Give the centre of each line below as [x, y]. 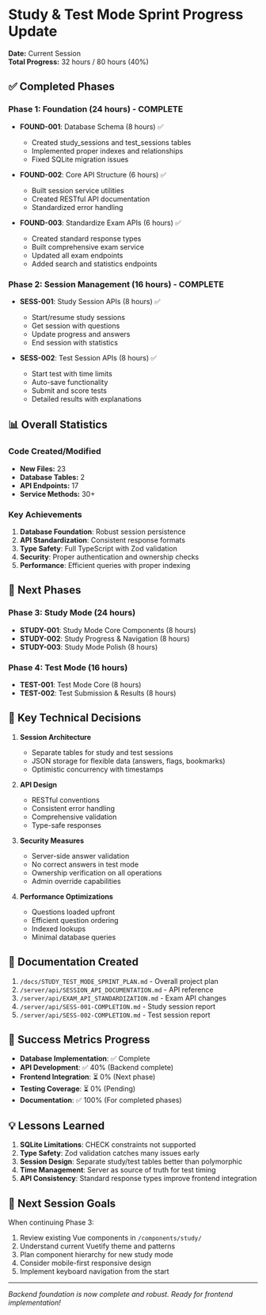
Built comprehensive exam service [88, 246]
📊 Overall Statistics [58, 425]
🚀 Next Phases [45, 591]
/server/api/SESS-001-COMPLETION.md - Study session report [118, 1006]
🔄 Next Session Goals [62, 1203]
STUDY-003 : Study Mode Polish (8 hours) [89, 646]
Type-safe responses [66, 825]
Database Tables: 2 [52, 477]
